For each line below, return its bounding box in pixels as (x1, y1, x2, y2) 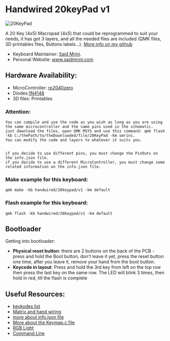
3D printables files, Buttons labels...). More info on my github (5, 41, 133, 47)
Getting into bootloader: (5, 238, 55, 244)
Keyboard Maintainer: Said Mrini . (12, 51, 81, 57)
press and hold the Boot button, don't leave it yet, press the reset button (12, 253, 164, 260)
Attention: (5, 108, 31, 115)
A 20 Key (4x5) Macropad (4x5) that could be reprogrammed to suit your (5, 30, 158, 36)
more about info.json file (12, 314, 64, 320)
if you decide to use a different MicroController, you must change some (5, 160, 165, 165)
